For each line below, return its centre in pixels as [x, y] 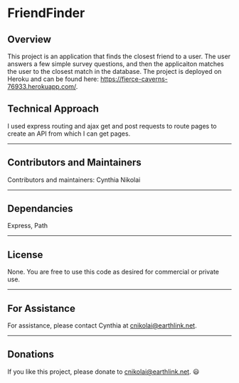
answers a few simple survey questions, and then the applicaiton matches [116, 64]
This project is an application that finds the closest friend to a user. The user [119, 56]
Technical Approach [53, 109]
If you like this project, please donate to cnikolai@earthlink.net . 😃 [103, 372]
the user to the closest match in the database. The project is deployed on [115, 71]
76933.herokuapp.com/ [42, 86]
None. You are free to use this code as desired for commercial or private [113, 272]
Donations [31, 354]
